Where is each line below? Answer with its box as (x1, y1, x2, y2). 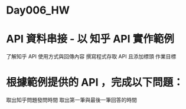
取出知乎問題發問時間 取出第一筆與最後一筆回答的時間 (6, 97, 137, 104)
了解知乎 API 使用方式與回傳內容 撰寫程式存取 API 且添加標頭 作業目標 (6, 53, 177, 60)
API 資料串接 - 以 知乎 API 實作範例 (6, 32, 174, 46)
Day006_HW (6, 4, 70, 17)
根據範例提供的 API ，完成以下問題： (6, 76, 184, 89)
